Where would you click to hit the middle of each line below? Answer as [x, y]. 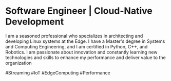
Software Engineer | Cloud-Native [79, 11]
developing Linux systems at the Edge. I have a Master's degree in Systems [85, 41]
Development [35, 22]
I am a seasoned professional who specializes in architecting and [74, 36]
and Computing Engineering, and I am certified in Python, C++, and [77, 46]
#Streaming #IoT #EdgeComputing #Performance [58, 73]
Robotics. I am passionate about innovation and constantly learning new [81, 52]
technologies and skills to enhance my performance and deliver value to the [85, 57]
